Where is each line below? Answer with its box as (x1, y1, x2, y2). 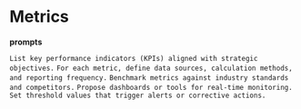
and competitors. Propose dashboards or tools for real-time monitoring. (9, 83, 293, 92)
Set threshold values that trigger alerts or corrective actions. (9, 91, 266, 100)
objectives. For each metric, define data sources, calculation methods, (9, 64, 293, 73)
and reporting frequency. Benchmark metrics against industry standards (9, 73, 289, 83)
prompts (9, 36, 43, 47)
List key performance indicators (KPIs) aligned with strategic (9, 54, 258, 63)
